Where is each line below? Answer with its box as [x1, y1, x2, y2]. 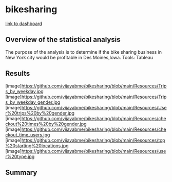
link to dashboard [5, 20, 43, 27]
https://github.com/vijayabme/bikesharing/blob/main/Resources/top [21, 137, 165, 143]
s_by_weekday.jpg [5, 88, 44, 94]
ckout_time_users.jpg [5, 131, 50, 138]
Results [5, 69, 30, 78]
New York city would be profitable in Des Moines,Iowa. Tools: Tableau [5, 54, 153, 60]
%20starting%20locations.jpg [5, 142, 69, 149]
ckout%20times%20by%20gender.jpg [5, 121, 87, 127]
